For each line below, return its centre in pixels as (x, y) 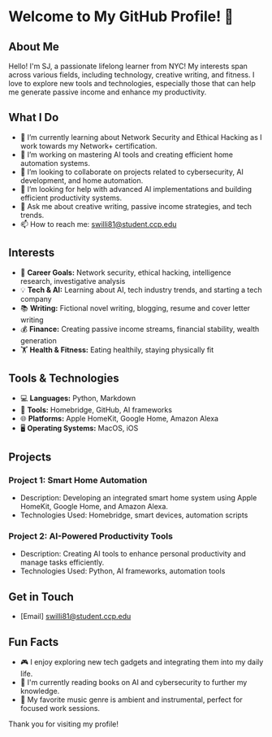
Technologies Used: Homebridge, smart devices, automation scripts (134, 515)
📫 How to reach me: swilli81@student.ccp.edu (98, 224)
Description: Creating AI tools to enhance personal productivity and (133, 554)
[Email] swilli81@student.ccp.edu (76, 617)
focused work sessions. (60, 709)
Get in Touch (41, 597)
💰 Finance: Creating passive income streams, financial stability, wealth (140, 329)
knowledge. (40, 691)
